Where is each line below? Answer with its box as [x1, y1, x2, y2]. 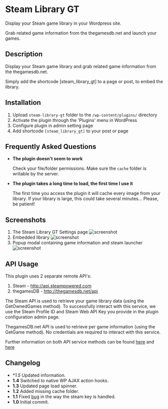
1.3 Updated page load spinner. [12, 383, 78, 389]
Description [5, 50, 43, 58]
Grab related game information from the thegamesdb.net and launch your [5, 30, 157, 36]
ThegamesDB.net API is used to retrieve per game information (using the [5, 324, 155, 329]
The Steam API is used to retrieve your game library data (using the [5, 298, 144, 304]
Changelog [5, 359, 41, 367]
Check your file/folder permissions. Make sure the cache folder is [12, 165, 147, 172]
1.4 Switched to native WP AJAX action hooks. [12, 377, 109, 383]
